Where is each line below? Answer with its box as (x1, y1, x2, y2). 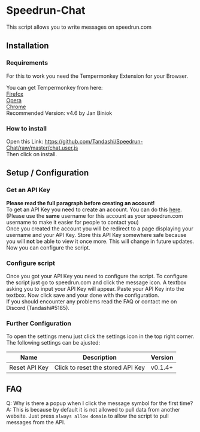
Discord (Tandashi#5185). (6, 304, 70, 311)
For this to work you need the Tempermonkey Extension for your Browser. (6, 72, 189, 80)
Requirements (6, 59, 49, 67)
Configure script (6, 258, 56, 267)
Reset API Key (9, 363, 49, 372)
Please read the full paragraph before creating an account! (6, 199, 155, 206)
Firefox (6, 90, 24, 98)
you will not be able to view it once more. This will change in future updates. (6, 238, 195, 245)
